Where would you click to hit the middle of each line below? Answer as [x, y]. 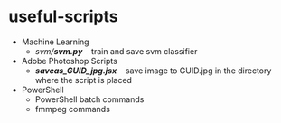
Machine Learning [55, 42]
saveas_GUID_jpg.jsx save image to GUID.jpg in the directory [153, 71]
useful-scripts [63, 17]
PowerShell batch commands [89, 99]
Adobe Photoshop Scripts [70, 61]
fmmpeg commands [72, 109]
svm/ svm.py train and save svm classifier [116, 51]
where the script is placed [84, 80]
